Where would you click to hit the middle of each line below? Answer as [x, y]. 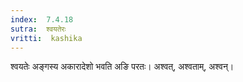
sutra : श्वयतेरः [38, 29]
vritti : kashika [46, 38]
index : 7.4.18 [42, 19]
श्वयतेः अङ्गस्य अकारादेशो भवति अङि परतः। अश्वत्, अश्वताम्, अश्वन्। [122, 67]
